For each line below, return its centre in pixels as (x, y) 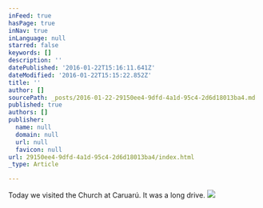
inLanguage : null (37, 38)
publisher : (26, 120)
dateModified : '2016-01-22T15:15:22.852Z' (80, 75)
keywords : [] (30, 53)
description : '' (35, 61)
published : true (35, 105)
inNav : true (28, 30)
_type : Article (34, 165)
